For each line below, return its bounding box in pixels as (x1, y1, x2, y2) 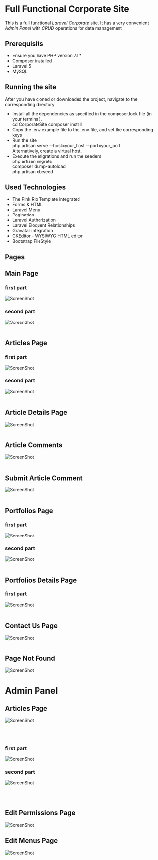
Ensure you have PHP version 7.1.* (12, 53, 82, 58)
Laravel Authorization (12, 217, 56, 223)
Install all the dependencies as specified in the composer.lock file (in (12, 110, 152, 117)
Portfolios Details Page (5, 576, 77, 584)
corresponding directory (5, 101, 55, 107)
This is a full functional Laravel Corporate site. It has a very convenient (5, 20, 149, 26)
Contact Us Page (5, 622, 58, 630)
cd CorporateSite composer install (12, 121, 82, 127)
